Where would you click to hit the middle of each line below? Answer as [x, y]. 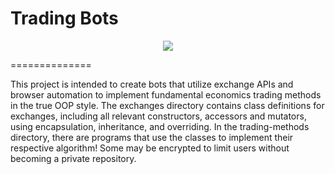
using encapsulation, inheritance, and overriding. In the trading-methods [160, 126]
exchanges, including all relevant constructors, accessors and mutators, [158, 116]
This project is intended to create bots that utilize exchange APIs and [152, 84]
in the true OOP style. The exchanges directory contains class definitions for [167, 105]
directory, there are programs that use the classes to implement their [152, 137]
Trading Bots [64, 18]
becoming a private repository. [73, 158]
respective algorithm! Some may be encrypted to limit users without [150, 148]
